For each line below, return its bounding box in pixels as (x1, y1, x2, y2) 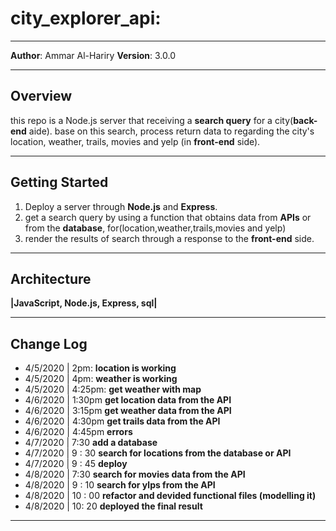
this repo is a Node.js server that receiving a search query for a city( (10, 114, 294, 126)
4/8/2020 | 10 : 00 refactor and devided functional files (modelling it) (24, 490, 317, 502)
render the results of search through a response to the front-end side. (24, 232, 315, 244)
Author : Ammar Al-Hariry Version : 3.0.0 (10, 49, 176, 61)
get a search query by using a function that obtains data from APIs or (24, 211, 312, 223)
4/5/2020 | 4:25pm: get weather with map (24, 383, 202, 396)
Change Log (10, 335, 88, 352)
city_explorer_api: (10, 7, 162, 30)
